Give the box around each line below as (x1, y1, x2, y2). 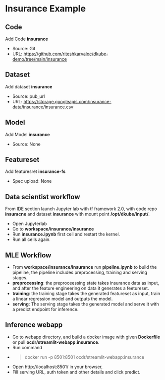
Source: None (12, 141, 41, 147)
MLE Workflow (5, 251, 52, 259)
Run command (12, 344, 42, 350)
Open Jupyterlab (12, 221, 47, 227)
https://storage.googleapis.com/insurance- (23, 98, 111, 104)
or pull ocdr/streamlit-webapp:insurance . (12, 339, 100, 345)
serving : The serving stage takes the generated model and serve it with (12, 301, 160, 307)
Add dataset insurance (5, 83, 53, 89)
